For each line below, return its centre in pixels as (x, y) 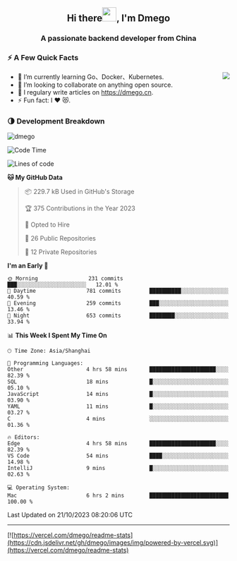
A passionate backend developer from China (119, 38)
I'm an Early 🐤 (28, 265)
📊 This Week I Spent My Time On (57, 335)
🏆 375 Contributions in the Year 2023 (80, 208)
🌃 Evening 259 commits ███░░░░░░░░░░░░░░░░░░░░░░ (118, 303)
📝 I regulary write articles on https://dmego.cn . (85, 92)
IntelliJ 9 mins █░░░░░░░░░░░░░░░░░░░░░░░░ (118, 468)
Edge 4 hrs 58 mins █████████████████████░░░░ (118, 443)
